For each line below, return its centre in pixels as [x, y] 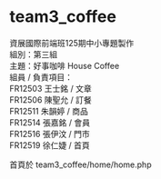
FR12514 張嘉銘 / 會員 [50, 122]
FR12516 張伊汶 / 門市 [50, 134]
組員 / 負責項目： [41, 77]
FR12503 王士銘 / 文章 [51, 88]
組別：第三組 [33, 54]
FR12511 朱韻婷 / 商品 [49, 111]
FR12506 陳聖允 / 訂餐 [51, 99]
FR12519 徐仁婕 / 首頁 [50, 145]
